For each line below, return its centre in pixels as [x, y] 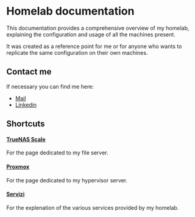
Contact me [29, 72]
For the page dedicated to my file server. [57, 153]
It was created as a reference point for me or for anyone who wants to [94, 46]
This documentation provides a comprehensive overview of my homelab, [98, 28]
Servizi [16, 194]
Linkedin [26, 105]
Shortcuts [26, 124]
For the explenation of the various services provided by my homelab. [93, 207]
